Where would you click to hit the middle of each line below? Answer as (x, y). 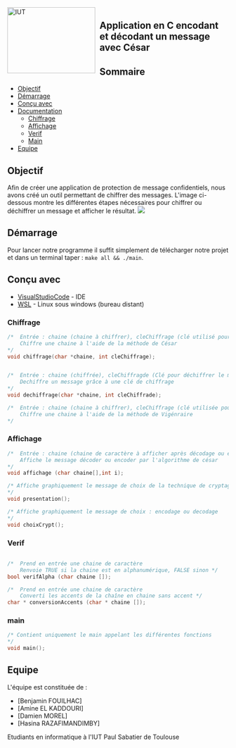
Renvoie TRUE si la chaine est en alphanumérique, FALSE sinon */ (119, 570)
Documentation (40, 111)
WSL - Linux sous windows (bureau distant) (81, 304)
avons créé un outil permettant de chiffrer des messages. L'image (103, 195)
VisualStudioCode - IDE (51, 297)
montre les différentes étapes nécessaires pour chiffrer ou (118, 203)
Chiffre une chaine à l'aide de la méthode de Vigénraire (106, 414)
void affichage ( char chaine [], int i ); (66, 473)
